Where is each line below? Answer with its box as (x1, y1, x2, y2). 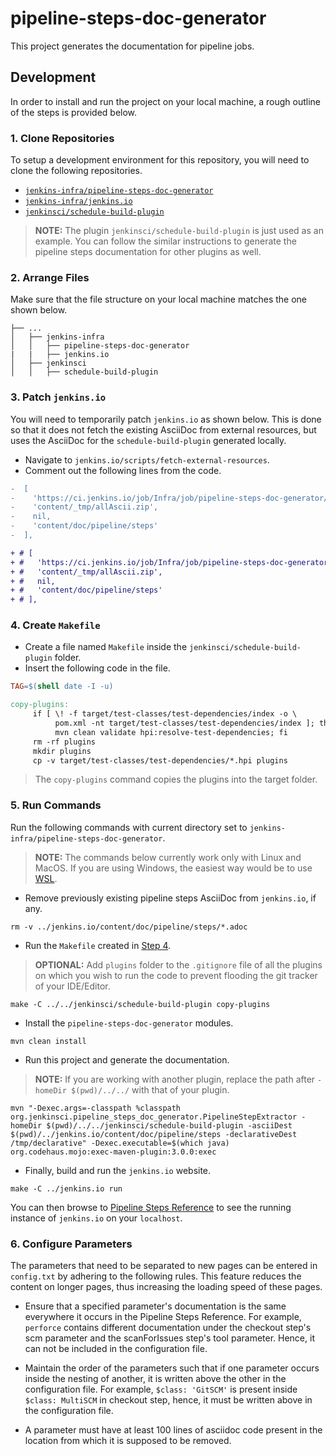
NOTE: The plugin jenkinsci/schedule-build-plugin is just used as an (34, 225, 324, 237)
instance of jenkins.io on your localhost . (10, 1212, 183, 1224)
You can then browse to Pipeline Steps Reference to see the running (10, 1201, 292, 1213)
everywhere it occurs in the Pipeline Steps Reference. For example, (24, 1311, 302, 1323)
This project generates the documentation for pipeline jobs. (10, 40, 255, 52)
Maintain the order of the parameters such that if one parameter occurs (24, 1362, 320, 1374)
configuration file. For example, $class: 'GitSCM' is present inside (24, 1383, 298, 1396)
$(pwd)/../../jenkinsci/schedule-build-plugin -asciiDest (46, 1120, 293, 1131)
